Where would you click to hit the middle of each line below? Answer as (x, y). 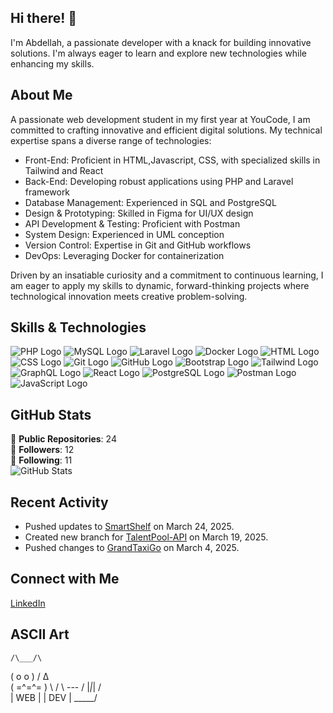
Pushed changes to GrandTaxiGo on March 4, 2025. (132, 548)
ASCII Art (40, 634)
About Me (41, 95)
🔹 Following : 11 (41, 460)
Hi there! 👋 (44, 18)
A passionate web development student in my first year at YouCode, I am (160, 119)
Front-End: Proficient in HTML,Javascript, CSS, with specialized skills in (172, 160)
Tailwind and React (64, 170)
